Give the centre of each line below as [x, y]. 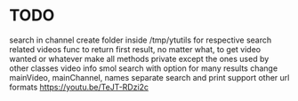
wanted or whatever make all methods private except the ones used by [139, 58]
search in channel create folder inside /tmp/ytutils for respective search [141, 40]
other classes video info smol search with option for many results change [144, 68]
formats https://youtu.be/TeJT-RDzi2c [79, 87]
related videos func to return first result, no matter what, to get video [135, 49]
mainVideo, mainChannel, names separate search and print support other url [149, 77]
